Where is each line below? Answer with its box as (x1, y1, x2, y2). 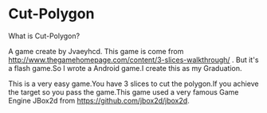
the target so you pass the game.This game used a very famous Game (8, 87, 239, 96)
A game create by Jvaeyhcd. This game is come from (8, 46, 184, 56)
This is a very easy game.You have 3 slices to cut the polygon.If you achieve (8, 79, 259, 88)
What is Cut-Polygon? (8, 31, 80, 41)
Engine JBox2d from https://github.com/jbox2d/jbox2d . (8, 95, 190, 105)
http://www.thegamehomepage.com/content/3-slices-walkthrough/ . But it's (8, 55, 259, 64)
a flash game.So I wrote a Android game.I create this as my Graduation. (8, 63, 242, 72)
